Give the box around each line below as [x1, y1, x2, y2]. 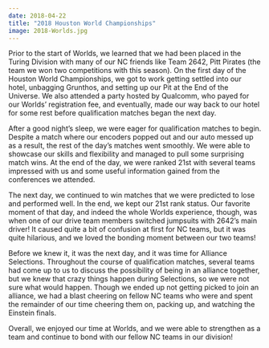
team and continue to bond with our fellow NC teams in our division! [8, 332, 234, 342]
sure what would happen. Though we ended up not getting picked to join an [8, 282, 259, 293]
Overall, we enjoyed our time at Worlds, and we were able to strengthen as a [8, 324, 261, 334]
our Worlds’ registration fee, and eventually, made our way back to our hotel [8, 99, 260, 109]
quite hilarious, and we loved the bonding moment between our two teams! [8, 233, 256, 243]
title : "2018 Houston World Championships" [8, 19, 157, 27]
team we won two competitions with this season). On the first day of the [8, 66, 247, 75]
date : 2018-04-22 [8, 11, 67, 20]
